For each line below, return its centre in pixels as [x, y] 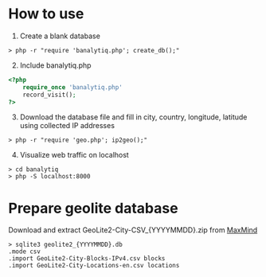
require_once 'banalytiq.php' [73, 87]
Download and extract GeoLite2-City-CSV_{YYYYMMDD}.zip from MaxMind [133, 230]
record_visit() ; [50, 95]
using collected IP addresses [67, 126]
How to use [46, 14]
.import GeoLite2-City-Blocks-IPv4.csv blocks [87, 259]
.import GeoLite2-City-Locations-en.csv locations [94, 266]
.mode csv [25, 252]
